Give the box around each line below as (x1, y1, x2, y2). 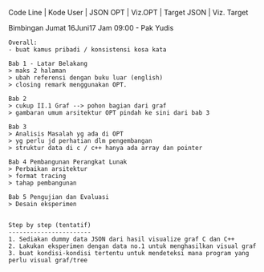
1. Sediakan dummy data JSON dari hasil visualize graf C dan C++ (8, 235, 235, 243)
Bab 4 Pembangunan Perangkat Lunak (8, 158, 128, 166)
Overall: (8, 39, 38, 47)
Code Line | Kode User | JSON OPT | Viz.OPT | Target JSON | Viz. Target (8, 8, 249, 17)
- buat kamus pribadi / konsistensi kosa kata (8, 46, 167, 54)
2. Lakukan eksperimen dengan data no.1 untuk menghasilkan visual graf (8, 242, 257, 250)
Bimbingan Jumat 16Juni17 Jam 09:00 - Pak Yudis (8, 23, 174, 32)
